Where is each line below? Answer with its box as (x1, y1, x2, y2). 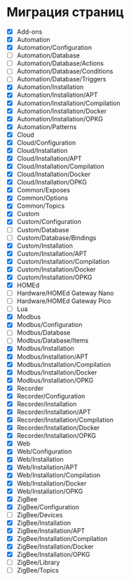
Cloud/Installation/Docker (16, 170, 91, 179)
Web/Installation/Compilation (16, 471, 101, 479)
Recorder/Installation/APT (16, 408, 92, 416)
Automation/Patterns (16, 122, 77, 131)
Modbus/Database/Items (16, 336, 89, 345)
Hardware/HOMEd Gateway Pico (16, 297, 111, 305)
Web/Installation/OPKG (16, 487, 83, 495)
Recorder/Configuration (16, 392, 85, 400)
